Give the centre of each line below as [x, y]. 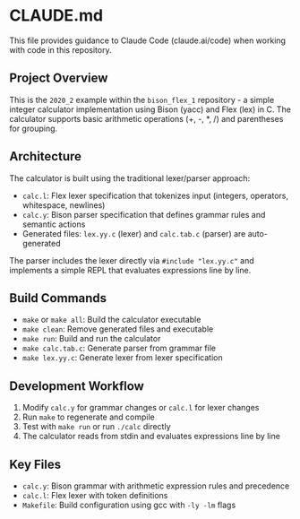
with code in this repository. [60, 49]
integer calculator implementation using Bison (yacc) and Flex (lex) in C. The [150, 109]
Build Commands [58, 298]
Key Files [35, 464]
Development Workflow [77, 386]
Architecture [46, 156]
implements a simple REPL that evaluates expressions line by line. [130, 270]
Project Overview [59, 78]
